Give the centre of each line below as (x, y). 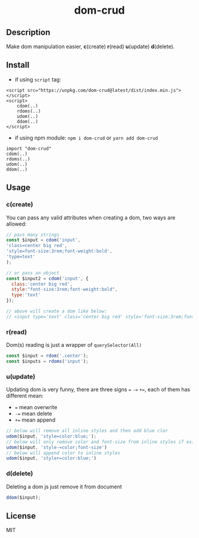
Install (18, 65)
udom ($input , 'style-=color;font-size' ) (57, 447)
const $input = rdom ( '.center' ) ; (47, 356)
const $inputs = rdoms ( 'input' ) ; (47, 361)
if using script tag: (38, 79)
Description (28, 32)
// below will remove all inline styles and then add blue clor (87, 431)
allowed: (16, 224)
